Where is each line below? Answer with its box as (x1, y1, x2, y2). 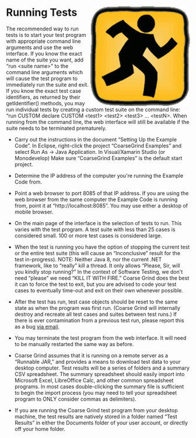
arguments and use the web (6, 44, 73, 51)
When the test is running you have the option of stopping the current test (14, 243, 190, 250)
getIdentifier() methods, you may (6, 99, 85, 106)
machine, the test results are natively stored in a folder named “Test (14, 413, 177, 420)
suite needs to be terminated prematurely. (6, 125, 107, 132)
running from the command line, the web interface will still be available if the (6, 118, 190, 125)
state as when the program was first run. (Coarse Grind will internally (14, 304, 181, 311)
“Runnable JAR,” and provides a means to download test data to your (14, 358, 181, 365)
